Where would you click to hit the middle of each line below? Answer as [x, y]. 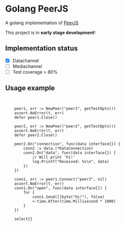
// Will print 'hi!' [54, 157]
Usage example [30, 88]
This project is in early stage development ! [50, 32]
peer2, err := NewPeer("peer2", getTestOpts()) [65, 126]
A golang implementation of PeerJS [42, 23]
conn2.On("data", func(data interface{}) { [70, 153]
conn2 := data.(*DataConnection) [58, 148]
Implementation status [42, 48]
